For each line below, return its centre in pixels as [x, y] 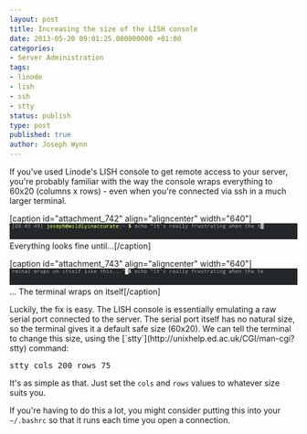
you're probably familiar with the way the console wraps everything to [141, 181]
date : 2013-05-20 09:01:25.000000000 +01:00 [95, 38]
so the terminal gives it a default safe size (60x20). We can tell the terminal [150, 328]
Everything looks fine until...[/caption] [80, 246]
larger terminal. [38, 201]
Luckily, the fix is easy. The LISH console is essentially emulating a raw [143, 309]
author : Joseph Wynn [49, 145]
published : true [40, 135]
